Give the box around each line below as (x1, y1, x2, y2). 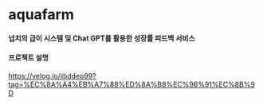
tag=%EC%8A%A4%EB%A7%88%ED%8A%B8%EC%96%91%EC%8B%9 (8, 80, 255, 89)
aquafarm (8, 6, 74, 24)
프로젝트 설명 (8, 53, 49, 63)
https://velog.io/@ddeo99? (8, 71, 97, 80)
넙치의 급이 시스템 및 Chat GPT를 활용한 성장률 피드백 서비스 (8, 33, 195, 43)
